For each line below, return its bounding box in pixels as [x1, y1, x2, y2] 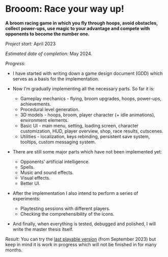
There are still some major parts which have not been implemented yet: [12, 148, 162, 155]
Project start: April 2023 [5, 40, 56, 46]
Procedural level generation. [20, 106, 80, 112]
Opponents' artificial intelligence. [20, 159, 90, 165]
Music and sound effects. [20, 169, 74, 175]
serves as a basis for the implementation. [12, 75, 99, 82]
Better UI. [20, 180, 41, 186]
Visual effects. [20, 174, 51, 181]
